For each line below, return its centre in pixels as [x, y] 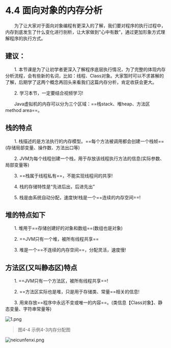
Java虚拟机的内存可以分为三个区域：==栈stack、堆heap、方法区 [82, 104]
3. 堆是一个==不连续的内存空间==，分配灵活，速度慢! [70, 250]
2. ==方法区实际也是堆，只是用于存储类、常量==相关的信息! [77, 292]
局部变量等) [17, 165]
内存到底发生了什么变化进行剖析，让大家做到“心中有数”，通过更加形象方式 [83, 32]
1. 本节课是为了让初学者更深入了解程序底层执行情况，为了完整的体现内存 [90, 69]
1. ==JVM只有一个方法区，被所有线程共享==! [61, 281]
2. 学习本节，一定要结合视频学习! [49, 93]
